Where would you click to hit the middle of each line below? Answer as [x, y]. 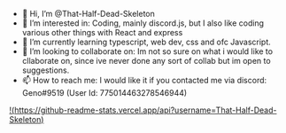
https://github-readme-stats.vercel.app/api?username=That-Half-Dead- [146, 110]
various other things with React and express [102, 32]
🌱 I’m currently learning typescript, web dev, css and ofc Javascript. [147, 42]
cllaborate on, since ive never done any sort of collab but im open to [147, 61]
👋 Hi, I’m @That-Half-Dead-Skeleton [88, 14]
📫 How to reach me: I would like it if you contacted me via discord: [144, 80]
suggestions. [46, 70]
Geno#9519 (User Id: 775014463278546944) [104, 93]
